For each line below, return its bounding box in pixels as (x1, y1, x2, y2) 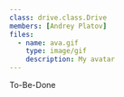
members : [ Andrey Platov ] (9, 22, 107, 31)
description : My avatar (25, 55, 116, 64)
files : (9, 30, 34, 39)
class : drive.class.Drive (9, 13, 107, 22)
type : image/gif (25, 47, 88, 56)
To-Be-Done (9, 80, 56, 90)
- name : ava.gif (17, 38, 79, 48)
